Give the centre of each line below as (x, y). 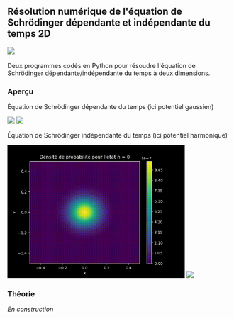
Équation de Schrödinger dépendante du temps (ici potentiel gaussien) (111, 107)
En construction (30, 309)
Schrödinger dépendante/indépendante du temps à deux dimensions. (109, 73)
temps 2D (29, 34)
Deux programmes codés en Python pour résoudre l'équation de (102, 65)
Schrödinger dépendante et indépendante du (109, 23)
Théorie (21, 294)
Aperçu (21, 91)
